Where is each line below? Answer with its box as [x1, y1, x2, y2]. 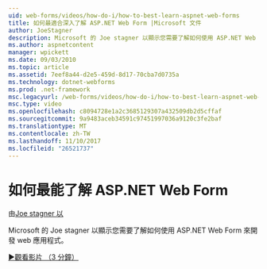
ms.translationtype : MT [8, 122, 87, 130]
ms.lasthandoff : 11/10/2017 [8, 136, 102, 145]
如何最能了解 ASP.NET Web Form [8, 181, 229, 199]
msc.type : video [8, 100, 62, 108]
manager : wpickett [8, 48, 69, 56]
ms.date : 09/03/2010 [8, 56, 77, 64]
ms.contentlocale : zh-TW [8, 129, 91, 137]
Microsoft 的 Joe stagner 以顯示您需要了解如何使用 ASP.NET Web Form [8, 225, 242, 235]
